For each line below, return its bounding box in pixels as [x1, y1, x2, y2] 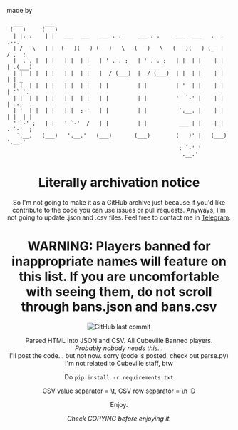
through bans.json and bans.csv [21, 299, 217, 315]
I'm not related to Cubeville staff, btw [64, 359, 174, 367]
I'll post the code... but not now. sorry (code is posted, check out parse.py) [9, 351, 229, 359]
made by [6, 6, 33, 14]
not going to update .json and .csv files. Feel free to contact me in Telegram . [7, 213, 231, 222]
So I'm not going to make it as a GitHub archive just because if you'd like [12, 198, 226, 206]
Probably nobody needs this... [75, 344, 163, 352]
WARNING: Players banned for [27, 238, 211, 255]
